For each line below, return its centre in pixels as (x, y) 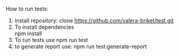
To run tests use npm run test (51, 40)
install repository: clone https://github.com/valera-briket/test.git (94, 20)
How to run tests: (27, 9)
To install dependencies (44, 27)
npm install (28, 33)
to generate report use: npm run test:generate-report (81, 46)
